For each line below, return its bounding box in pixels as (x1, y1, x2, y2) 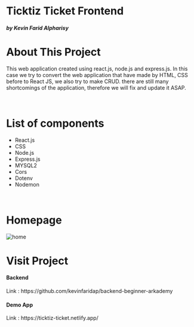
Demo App (6, 301, 33, 308)
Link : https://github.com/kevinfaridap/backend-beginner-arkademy (6, 287, 173, 294)
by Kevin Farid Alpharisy (6, 24, 69, 31)
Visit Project (6, 254, 69, 267)
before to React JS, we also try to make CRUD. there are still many (6, 78, 169, 85)
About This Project (6, 45, 101, 59)
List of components (6, 117, 104, 130)
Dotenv (14, 175, 33, 182)
